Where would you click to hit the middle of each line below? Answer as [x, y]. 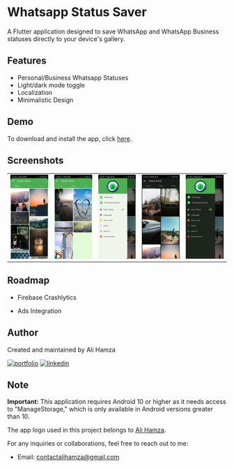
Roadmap [29, 281]
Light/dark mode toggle [51, 85]
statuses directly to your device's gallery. [66, 38]
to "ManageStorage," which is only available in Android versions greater [110, 409]
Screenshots [36, 160]
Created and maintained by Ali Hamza [62, 349]
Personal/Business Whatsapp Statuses [73, 77]
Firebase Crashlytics [47, 297]
